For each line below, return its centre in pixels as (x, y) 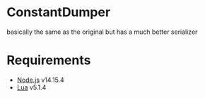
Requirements (49, 60)
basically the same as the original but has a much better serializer (102, 32)
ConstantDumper (59, 12)
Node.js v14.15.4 (40, 80)
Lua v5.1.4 (31, 87)
